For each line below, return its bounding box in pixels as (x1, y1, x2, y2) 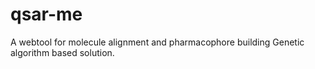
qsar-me (10, 3, 83, 26)
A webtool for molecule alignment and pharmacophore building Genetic (10, 36, 305, 48)
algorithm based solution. (10, 46, 115, 58)
